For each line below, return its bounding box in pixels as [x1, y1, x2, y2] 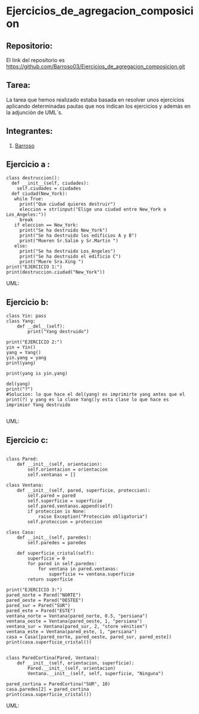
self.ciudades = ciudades [17, 185, 82, 192]
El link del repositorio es [6, 57, 65, 63]
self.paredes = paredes [27, 540, 86, 546]
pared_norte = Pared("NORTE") [6, 592, 82, 599]
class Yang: [6, 318, 36, 324]
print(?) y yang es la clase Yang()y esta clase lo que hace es [6, 396, 169, 403]
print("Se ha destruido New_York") [19, 227, 108, 234]
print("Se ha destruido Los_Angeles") [19, 248, 116, 255]
